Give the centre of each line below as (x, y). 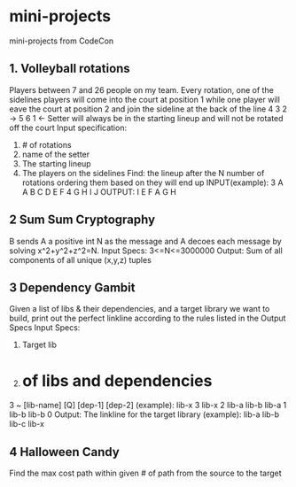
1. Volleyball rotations (70, 69)
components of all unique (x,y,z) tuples (81, 259)
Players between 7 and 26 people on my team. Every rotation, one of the (142, 89)
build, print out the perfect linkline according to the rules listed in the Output (148, 318)
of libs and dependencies (117, 380)
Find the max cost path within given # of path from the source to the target (145, 473)
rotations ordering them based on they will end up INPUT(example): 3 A (152, 182)
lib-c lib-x (27, 424)
